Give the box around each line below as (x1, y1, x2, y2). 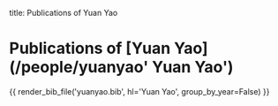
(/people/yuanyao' (9, 57, 149, 78)
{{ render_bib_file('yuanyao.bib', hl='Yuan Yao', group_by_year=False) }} (9, 86, 270, 96)
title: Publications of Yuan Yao (9, 8, 118, 18)
